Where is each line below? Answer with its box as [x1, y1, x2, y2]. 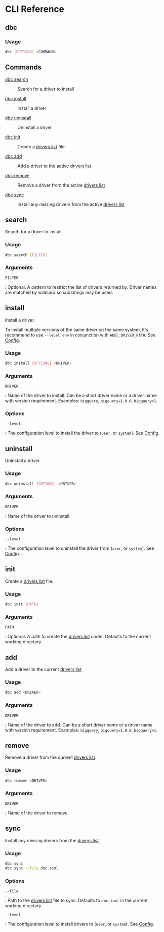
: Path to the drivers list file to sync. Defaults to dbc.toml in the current [5, 897, 148, 903]
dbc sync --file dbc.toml [5, 865, 58, 870]
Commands [5, 63, 42, 71]
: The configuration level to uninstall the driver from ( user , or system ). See [5, 545, 154, 551]
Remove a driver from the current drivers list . [5, 754, 97, 760]
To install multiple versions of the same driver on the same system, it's [5, 327, 149, 333]
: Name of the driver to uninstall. [5, 513, 71, 519]
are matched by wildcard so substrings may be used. [5, 289, 113, 295]
